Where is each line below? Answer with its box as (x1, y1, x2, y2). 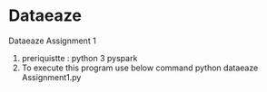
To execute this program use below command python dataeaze (21, 62, 259, 73)
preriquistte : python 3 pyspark (21, 52, 138, 63)
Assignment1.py (21, 71, 82, 82)
